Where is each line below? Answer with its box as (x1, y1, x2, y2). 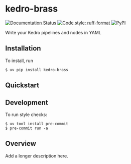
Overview (5, 139, 37, 148)
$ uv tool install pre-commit (5, 121, 69, 126)
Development (5, 98, 49, 106)
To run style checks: (5, 112, 48, 118)
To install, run (5, 58, 34, 64)
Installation (5, 44, 41, 53)
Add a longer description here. (5, 152, 69, 159)
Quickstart (5, 81, 40, 90)
